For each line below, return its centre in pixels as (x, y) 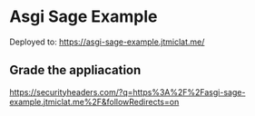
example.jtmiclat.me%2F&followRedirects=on (94, 101)
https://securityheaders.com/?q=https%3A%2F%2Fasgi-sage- (127, 92)
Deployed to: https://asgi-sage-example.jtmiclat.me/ (107, 42)
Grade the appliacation (75, 70)
